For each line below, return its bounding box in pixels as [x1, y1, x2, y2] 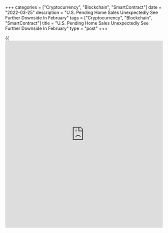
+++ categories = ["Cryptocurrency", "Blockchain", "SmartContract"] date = [5, 4, 162, 10]
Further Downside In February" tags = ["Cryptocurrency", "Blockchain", [5, 15, 152, 20]
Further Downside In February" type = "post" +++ [5, 25, 108, 31]
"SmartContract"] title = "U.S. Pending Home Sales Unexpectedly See [5, 20, 149, 26]
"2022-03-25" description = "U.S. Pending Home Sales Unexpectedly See [5, 9, 158, 15]
